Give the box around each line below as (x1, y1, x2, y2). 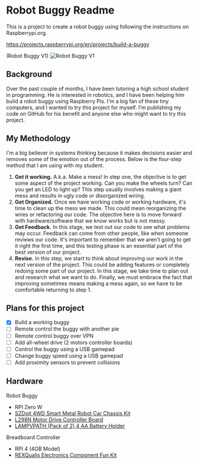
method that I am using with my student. (6, 162, 105, 169)
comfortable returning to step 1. (14, 286, 92, 293)
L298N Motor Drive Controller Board (14, 416, 103, 423)
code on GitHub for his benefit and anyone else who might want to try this (6, 110, 186, 117)
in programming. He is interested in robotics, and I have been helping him (6, 91, 185, 98)
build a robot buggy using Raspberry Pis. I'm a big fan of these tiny (6, 97, 169, 104)
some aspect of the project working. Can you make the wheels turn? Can (14, 179, 193, 187)
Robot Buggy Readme (6, 4, 115, 17)
